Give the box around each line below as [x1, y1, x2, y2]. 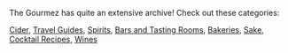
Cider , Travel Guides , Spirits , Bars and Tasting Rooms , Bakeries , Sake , [9, 25, 264, 34]
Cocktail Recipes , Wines [9, 34, 98, 44]
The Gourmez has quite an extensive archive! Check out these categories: [9, 8, 280, 18]
